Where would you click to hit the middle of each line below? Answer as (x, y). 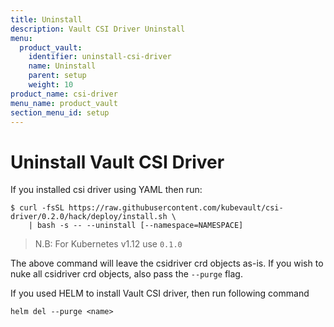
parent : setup (57, 76)
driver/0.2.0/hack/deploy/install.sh (89, 217)
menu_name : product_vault (64, 103)
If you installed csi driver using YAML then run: (106, 190)
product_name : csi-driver (64, 94)
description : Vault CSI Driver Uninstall (98, 29)
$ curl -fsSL (37, 208)
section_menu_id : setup (60, 112)
